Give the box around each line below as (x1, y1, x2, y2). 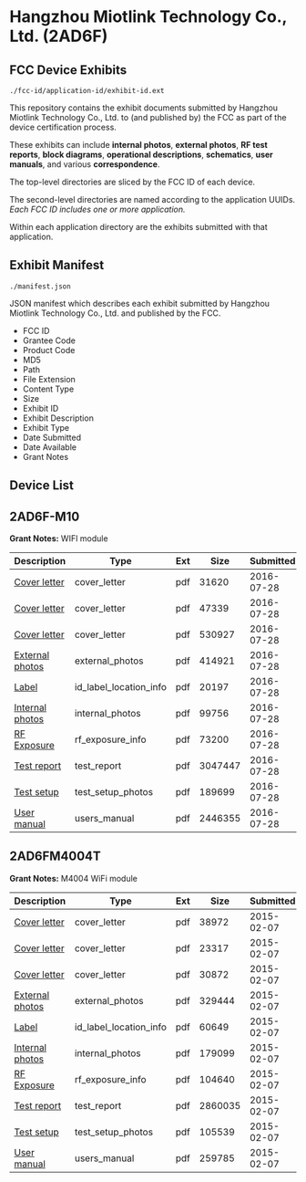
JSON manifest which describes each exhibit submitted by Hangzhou (9, 298, 270, 309)
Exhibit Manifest (9, 257, 105, 273)
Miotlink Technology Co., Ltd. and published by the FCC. (9, 308, 221, 319)
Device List (9, 477, 75, 494)
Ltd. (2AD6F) (9, 26, 108, 47)
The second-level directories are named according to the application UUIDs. (9, 194, 296, 204)
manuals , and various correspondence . (9, 159, 160, 170)
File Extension (22, 373, 76, 384)
